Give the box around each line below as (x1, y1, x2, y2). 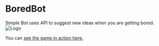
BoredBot (5, 3, 46, 15)
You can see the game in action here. (5, 35, 84, 41)
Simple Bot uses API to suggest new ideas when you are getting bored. (5, 20, 154, 26)
